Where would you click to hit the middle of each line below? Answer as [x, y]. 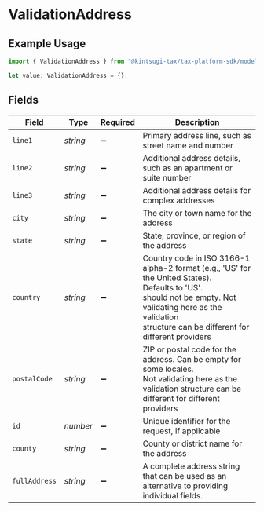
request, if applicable [181, 431]
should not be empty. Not [190, 297]
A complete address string [191, 466]
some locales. [168, 369]
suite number [167, 177]
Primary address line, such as [197, 135]
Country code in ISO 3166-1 [196, 258]
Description [197, 122]
